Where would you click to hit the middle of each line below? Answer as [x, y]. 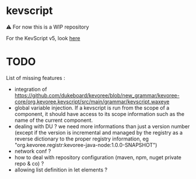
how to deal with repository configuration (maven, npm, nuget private [98, 157]
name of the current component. [54, 120]
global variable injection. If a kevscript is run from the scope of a [92, 108]
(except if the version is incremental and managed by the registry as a [98, 132]
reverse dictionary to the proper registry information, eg [81, 139]
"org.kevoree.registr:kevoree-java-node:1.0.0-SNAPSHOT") [86, 145]
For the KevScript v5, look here [43, 38]
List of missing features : [36, 78]
